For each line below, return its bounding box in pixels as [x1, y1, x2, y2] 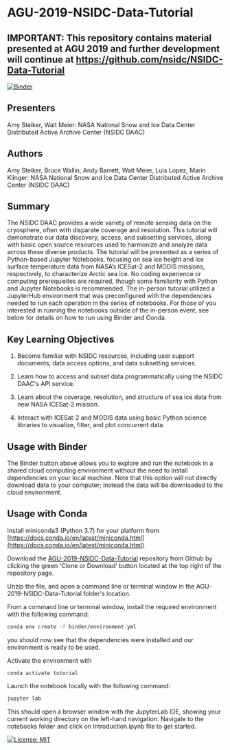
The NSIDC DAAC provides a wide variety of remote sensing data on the [7, 218, 211, 227]
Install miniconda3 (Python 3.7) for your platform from [7, 526, 160, 534]
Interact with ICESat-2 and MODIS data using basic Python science [16, 413, 207, 422]
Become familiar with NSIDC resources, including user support [16, 352, 194, 360]
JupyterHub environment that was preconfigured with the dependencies [7, 292, 212, 300]
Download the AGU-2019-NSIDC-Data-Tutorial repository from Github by [7, 554, 213, 562]
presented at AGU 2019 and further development [7, 43, 220, 54]
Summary [7, 201, 50, 212]
